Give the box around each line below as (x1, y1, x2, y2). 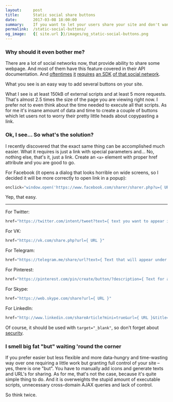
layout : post (5, 7, 43, 13)
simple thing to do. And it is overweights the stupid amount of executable (5, 376, 161, 382)
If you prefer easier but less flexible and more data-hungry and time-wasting (5, 355, 168, 361)
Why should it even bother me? (5, 48, 85, 56)
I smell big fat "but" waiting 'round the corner (5, 343, 122, 350)
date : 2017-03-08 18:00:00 (5, 17, 77, 22)
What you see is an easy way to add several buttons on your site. (5, 81, 143, 88)
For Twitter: (5, 209, 30, 215)
